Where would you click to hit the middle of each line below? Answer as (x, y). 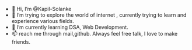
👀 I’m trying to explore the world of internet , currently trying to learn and (99, 15)
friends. (21, 42)
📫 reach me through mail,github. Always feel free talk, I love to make (95, 34)
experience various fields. (43, 21)
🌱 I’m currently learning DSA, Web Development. (70, 27)
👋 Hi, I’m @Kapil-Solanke (41, 9)
